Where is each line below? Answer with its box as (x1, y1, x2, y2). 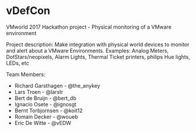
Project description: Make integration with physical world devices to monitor (6, 41, 190, 48)
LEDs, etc (6, 60, 29, 67)
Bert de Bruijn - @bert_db (14, 95, 77, 102)
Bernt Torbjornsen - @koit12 (14, 107, 83, 114)
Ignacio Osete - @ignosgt (14, 100, 77, 107)
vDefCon (6, 4, 51, 18)
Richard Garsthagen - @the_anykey (14, 82, 101, 89)
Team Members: (6, 71, 46, 78)
